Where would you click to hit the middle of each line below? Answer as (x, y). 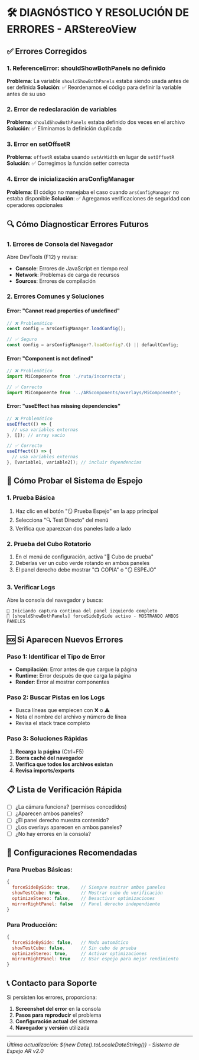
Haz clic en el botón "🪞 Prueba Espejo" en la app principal (87, 511)
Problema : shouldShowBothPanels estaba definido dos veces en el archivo (96, 122)
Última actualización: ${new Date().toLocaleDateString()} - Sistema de (93, 1045)
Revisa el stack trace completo (53, 723)
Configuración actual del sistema (56, 1021)
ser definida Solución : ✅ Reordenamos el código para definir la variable (94, 87)
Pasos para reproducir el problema (58, 1015)
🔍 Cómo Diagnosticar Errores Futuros (78, 224)
